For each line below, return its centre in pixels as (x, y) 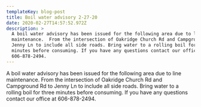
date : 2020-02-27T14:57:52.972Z (46, 23)
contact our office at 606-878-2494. (51, 99)
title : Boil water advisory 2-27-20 (52, 17)
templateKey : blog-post (36, 12)
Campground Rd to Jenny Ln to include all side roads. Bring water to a (93, 86)
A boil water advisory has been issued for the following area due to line (94, 73)
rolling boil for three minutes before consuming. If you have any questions (97, 92)
